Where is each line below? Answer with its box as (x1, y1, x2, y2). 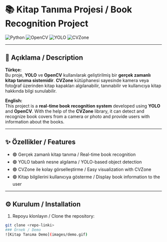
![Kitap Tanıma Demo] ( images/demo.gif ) (5, 232, 88, 237)
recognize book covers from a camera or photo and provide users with (5, 113, 150, 120)
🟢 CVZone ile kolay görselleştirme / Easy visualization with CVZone (12, 166, 152, 172)
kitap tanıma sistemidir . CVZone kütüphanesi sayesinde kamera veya (5, 77, 149, 83)
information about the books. (5, 119, 65, 124)
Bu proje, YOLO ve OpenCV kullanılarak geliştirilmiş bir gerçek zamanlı (5, 72, 151, 78)
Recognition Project (5, 18, 88, 29)
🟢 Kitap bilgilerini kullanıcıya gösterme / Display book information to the (12, 174, 161, 180)
